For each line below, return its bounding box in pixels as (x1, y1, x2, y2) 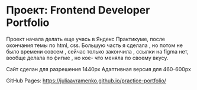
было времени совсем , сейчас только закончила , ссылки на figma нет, (6, 48, 189, 55)
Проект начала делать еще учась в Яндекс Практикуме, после (6, 35, 166, 42)
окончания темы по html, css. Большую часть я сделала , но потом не (6, 42, 183, 49)
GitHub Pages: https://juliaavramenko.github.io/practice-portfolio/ (6, 77, 167, 84)
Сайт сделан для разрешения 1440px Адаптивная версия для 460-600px (6, 65, 191, 72)
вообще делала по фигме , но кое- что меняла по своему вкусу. (6, 54, 169, 61)
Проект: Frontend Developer (6, 4, 150, 17)
